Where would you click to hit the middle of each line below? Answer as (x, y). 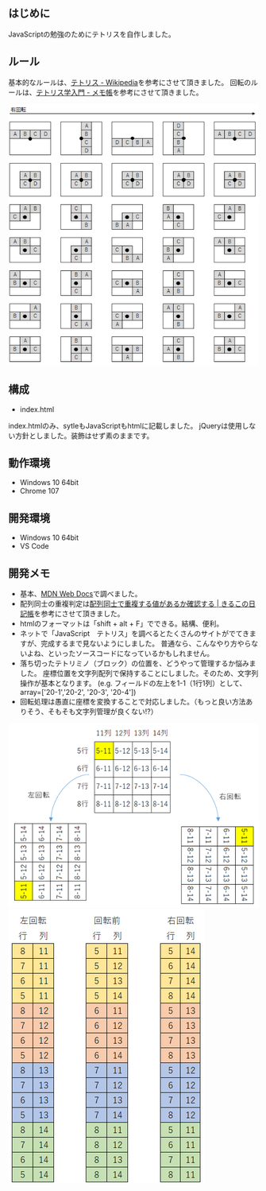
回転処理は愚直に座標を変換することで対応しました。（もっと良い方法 (133, 702)
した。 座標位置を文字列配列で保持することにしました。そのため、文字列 (139, 673)
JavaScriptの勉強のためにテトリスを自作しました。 (92, 34)
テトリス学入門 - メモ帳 (75, 92)
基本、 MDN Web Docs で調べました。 (81, 594)
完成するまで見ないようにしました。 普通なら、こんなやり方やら (146, 644)
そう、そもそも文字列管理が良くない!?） (92, 712)
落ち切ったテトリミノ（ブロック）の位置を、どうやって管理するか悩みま (138, 663)
